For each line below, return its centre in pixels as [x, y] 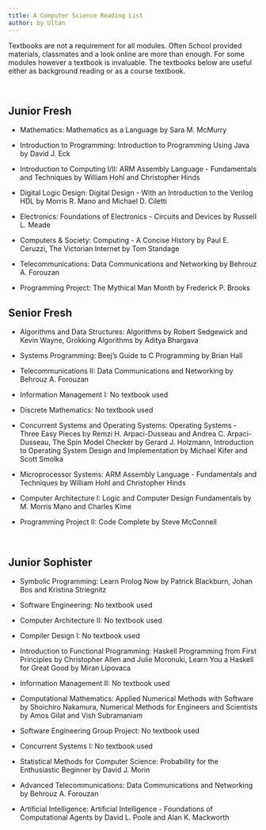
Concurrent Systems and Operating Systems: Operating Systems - [128, 425]
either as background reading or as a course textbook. [97, 70]
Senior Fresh [40, 312]
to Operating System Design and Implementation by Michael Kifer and [133, 451]
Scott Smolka [41, 459]
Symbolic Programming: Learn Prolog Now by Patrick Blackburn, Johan [136, 581]
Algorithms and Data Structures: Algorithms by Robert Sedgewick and [133, 332]
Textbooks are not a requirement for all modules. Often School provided [125, 45]
